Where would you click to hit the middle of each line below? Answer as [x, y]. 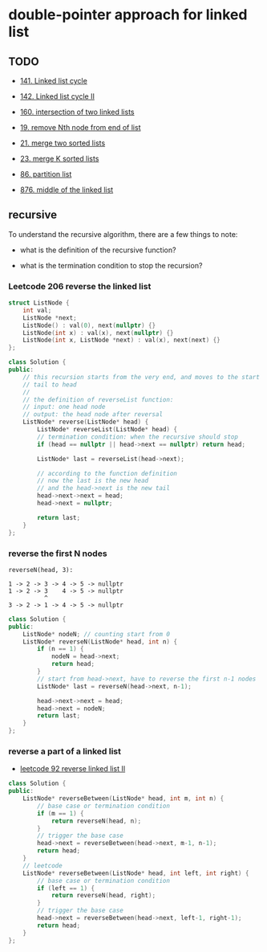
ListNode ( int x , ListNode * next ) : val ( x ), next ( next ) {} [121, 340]
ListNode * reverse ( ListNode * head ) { [86, 422]
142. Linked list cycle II [57, 96]
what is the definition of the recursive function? [98, 250]
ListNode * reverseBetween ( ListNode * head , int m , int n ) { [123, 799]
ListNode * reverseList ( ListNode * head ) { [107, 430]
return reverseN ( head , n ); [96, 821]
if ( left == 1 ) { [66, 888]
